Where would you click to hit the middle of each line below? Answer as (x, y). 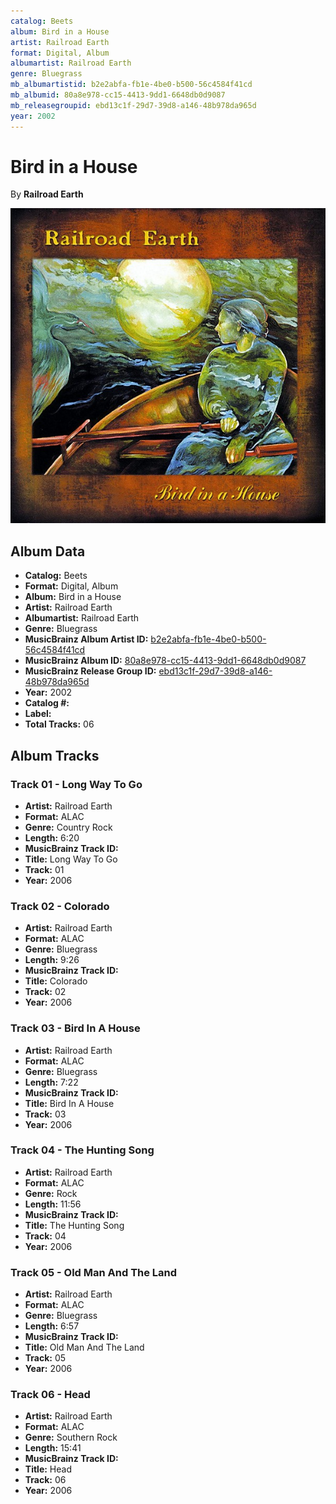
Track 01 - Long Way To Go (76, 784)
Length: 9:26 (52, 960)
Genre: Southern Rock (71, 1437)
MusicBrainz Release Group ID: (90, 671)
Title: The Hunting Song (74, 1225)
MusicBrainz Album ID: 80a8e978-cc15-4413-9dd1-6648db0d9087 (165, 661)
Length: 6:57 (52, 1326)
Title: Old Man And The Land (84, 1347)
